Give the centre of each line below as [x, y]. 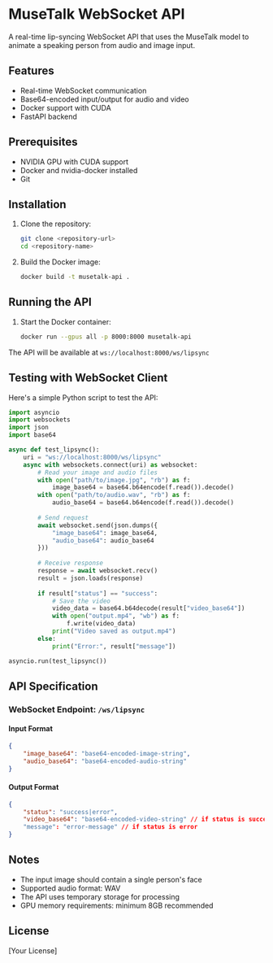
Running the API [50, 302]
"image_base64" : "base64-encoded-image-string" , [107, 753]
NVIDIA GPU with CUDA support [74, 161]
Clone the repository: [56, 224]
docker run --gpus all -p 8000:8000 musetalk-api [106, 337]
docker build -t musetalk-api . [75, 277]
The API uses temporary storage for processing [100, 896]
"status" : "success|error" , [70, 812]
